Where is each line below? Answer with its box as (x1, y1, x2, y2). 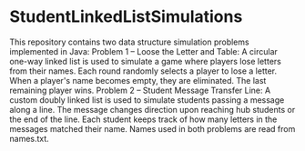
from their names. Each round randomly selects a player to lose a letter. (9, 65, 278, 76)
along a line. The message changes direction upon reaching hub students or (9, 104, 296, 115)
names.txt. (9, 133, 50, 144)
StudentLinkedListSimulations (9, 6, 243, 27)
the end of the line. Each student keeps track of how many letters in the (9, 114, 278, 125)
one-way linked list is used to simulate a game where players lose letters (9, 55, 282, 66)
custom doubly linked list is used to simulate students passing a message (9, 94, 285, 106)
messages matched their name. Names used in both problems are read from (9, 123, 296, 134)
